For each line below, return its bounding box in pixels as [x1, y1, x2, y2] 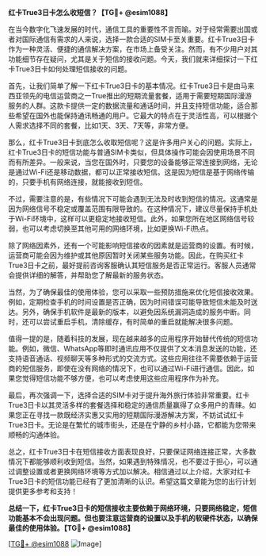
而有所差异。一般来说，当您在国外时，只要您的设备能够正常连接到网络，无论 [8, 158, 258, 167]
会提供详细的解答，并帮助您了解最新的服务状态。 [8, 270, 168, 280]
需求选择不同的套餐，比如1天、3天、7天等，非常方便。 [14, 121, 193, 130]
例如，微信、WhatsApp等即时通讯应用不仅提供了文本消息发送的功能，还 [21, 344, 257, 353]
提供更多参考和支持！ [8, 487, 78, 496]
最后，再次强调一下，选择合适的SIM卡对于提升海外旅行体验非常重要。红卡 [8, 390, 250, 400]
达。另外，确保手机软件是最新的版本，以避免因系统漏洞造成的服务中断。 [8, 307, 244, 316]
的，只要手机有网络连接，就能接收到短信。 [8, 178, 147, 186]
